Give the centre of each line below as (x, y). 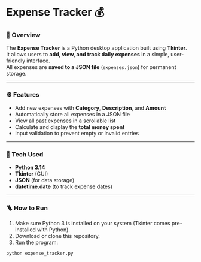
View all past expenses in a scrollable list (65, 121)
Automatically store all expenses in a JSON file (72, 114)
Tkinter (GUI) (31, 174)
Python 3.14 (30, 168)
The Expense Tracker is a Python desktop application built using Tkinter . (97, 48)
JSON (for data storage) (45, 180)
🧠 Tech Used (25, 154)
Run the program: (36, 243)
